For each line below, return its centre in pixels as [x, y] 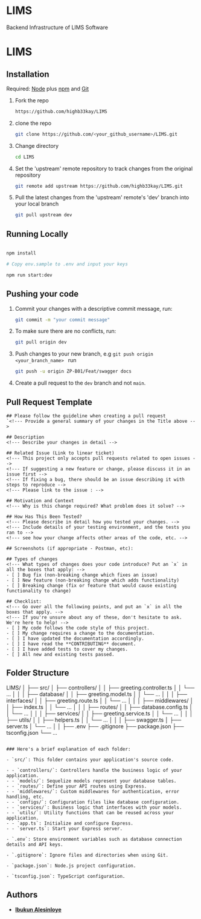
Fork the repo [32, 100]
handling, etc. [25, 797]
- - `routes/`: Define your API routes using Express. [77, 786]
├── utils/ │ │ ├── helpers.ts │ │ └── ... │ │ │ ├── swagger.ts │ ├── [94, 720]
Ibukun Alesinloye [38, 909]
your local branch [37, 204]
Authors [22, 895]
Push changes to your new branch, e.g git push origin [84, 354]
